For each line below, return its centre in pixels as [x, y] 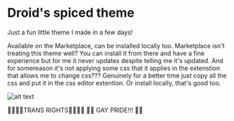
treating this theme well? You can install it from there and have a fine [106, 53]
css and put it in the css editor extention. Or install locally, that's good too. [114, 83]
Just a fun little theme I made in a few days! [70, 32]
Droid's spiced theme [71, 13]
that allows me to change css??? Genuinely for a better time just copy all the [117, 76]
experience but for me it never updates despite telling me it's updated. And [115, 60]
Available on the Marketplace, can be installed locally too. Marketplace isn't [116, 45]
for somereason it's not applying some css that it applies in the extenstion [114, 68]
